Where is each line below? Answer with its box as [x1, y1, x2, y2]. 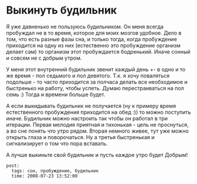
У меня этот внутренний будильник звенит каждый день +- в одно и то [6, 65, 186, 73]
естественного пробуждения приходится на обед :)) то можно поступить [6, 109, 191, 116]
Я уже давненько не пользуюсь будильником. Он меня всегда [6, 23, 164, 30]
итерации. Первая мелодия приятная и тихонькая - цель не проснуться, [6, 121, 189, 128]
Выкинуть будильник [6, 4, 117, 17]
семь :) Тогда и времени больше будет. [6, 91, 106, 98]
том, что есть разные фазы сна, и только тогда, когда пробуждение [6, 35, 178, 42]
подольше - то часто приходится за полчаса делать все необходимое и [6, 78, 188, 86]
